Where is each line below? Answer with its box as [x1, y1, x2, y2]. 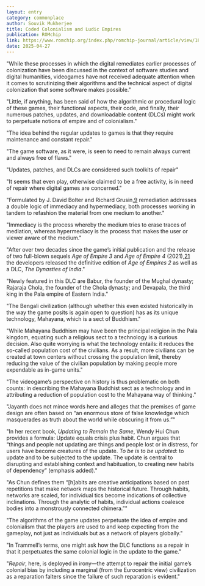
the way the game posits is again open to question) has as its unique [6, 309, 179, 316]
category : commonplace [6, 15, 64, 21]
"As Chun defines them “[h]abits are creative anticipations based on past [6, 478, 190, 486]
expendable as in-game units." [6, 366, 84, 374]
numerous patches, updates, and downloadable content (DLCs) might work [6, 111, 195, 118]
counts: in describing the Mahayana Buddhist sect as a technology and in [6, 384, 191, 392]
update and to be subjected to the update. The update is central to [6, 454, 173, 461]
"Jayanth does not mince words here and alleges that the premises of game [6, 402, 196, 410]
